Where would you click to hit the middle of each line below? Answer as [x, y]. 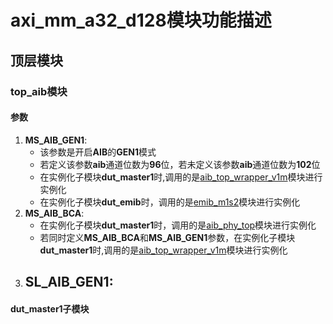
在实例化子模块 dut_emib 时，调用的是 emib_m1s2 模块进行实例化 [170, 202]
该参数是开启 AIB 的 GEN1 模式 [98, 152]
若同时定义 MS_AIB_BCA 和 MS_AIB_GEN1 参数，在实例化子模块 [167, 237]
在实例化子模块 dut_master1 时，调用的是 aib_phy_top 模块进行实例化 [178, 225]
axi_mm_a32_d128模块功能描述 [141, 20]
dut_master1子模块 [50, 308]
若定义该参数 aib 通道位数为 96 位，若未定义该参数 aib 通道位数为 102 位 [180, 164]
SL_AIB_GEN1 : [69, 282]
